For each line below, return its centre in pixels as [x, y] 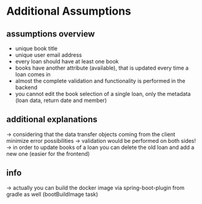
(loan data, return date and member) [61, 100]
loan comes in [33, 74]
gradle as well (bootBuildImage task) [52, 194]
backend [26, 87]
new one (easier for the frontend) [48, 153]
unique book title [36, 48]
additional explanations [52, 119]
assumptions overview [51, 34]
